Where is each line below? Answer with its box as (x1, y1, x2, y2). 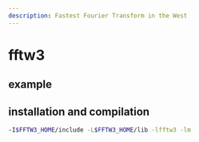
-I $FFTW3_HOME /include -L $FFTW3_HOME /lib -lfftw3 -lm (8, 126, 192, 134)
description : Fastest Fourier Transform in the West (8, 11, 188, 20)
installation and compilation (8, 105, 150, 118)
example (8, 77, 53, 92)
